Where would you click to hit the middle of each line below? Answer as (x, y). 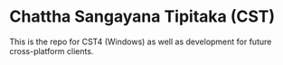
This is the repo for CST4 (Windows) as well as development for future (141, 42)
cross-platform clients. (52, 51)
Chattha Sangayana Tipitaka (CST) (142, 17)
